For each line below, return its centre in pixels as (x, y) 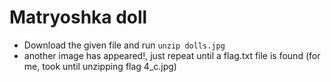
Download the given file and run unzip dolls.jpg (124, 45)
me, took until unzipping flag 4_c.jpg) (100, 66)
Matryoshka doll (78, 17)
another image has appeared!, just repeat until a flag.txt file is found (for (172, 55)
